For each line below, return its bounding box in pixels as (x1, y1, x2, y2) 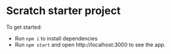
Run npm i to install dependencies (14, 35, 98, 42)
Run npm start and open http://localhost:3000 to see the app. (14, 41, 166, 48)
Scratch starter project (6, 4, 121, 18)
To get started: (6, 23, 43, 31)
